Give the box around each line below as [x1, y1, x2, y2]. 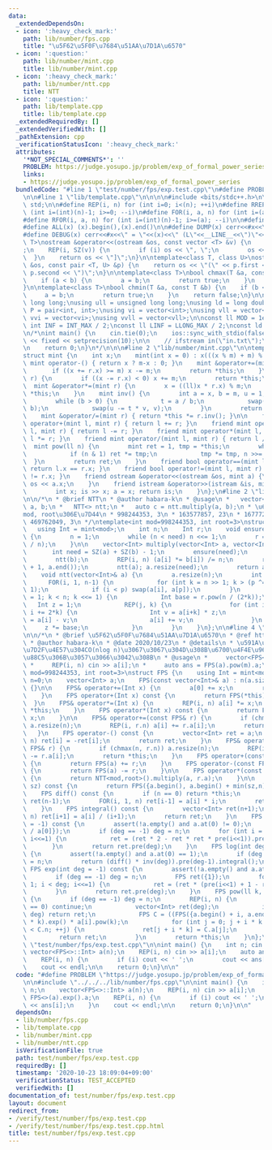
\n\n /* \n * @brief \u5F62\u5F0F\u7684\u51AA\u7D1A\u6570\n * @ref [23, 631, 252, 639]
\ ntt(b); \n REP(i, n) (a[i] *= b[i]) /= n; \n [23, 556, 233, 564]
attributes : [15, 148, 57, 156]
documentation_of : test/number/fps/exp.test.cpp [8, 1092, 176, 1100]
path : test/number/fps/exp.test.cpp [15, 1053, 139, 1062]
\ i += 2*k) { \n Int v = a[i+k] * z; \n [23, 608, 227, 616]
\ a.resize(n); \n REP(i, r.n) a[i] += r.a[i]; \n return [23, 722, 266, 730]
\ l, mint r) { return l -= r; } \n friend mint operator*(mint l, [23, 427, 263, 435]
